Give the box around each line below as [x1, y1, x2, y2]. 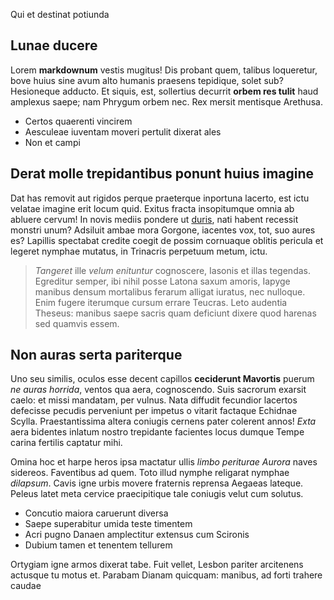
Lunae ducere [10, 37, 98, 54]
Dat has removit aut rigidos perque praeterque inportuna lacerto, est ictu [10, 192, 310, 204]
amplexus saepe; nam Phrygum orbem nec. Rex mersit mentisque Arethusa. [10, 95, 323, 108]
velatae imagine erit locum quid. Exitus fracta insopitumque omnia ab [10, 202, 295, 214]
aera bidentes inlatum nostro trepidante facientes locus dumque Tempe [10, 426, 305, 438]
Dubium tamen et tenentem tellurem [24, 539, 173, 551]
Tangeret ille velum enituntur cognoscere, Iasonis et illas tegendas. [34, 264, 311, 276]
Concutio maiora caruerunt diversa [24, 507, 169, 519]
